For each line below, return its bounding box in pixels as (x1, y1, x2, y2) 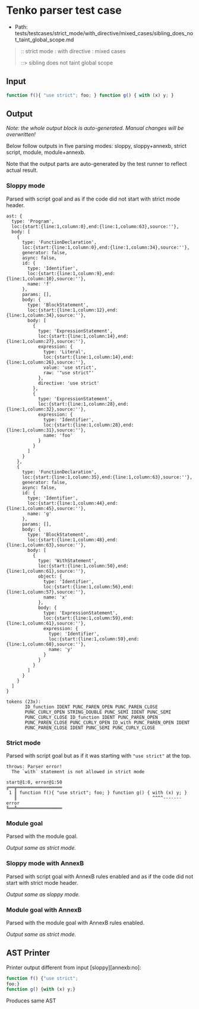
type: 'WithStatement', (37, 557, 97, 564)
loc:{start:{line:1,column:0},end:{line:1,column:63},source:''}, (11, 223, 179, 230)
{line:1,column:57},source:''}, (6, 589, 86, 595)
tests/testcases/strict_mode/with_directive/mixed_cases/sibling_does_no (14, 29, 194, 36)
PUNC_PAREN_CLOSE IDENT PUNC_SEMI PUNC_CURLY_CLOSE (24, 724, 156, 731)
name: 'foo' (43, 432, 73, 439)
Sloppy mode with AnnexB (6, 859, 84, 868)
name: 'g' (27, 511, 52, 517)
